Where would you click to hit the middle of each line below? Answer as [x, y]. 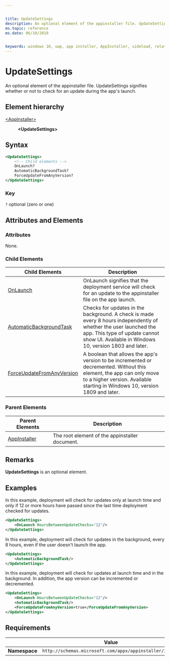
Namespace [23, 651]
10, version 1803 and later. [116, 346]
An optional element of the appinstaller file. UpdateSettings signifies [76, 86]
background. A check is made [119, 314]
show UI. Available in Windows [119, 339]
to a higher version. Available [117, 379]
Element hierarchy [35, 107]
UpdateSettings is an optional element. [46, 472]
